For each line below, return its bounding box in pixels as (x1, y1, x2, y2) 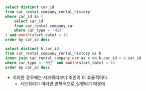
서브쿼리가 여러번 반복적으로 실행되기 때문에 (19, 80, 106, 87)
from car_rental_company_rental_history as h (5, 50, 101, 56)
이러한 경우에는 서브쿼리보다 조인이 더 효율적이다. (12, 74, 109, 80)
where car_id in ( (5, 14, 43, 19)
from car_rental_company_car (14, 23, 75, 28)
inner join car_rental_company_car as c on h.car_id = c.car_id (5, 55, 142, 60)
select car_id (14, 18, 43, 23)
